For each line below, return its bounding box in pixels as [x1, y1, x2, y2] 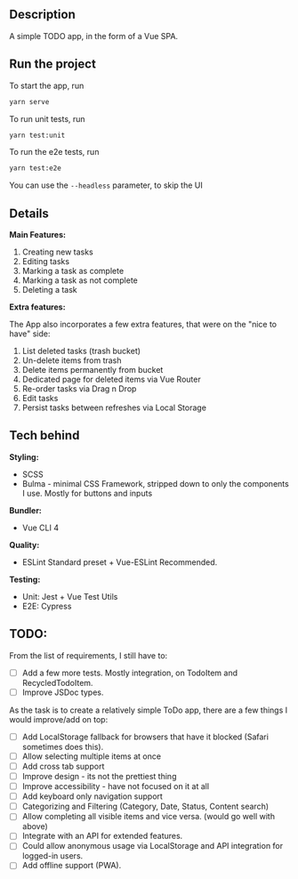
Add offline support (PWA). [21, 860, 122, 871]
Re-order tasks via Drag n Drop [21, 383, 137, 394]
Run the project [9, 57, 96, 72]
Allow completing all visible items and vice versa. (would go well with [21, 811, 276, 822]
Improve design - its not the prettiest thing [21, 771, 177, 781]
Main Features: [9, 230, 67, 240]
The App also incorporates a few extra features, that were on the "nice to [9, 319, 278, 330]
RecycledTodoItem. [21, 677, 93, 688]
